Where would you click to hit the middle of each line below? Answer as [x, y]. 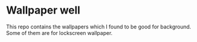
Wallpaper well [43, 10]
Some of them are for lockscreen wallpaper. [60, 33]
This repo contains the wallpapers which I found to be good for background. [99, 27]
